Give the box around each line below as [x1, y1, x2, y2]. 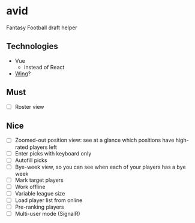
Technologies [6, 41, 59, 51]
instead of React [23, 63, 65, 71]
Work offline [14, 183, 46, 190]
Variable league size [14, 190, 65, 197]
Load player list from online [14, 196, 83, 204]
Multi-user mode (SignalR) [14, 210, 80, 217]
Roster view [14, 103, 44, 110]
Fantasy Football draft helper [6, 24, 77, 31]
